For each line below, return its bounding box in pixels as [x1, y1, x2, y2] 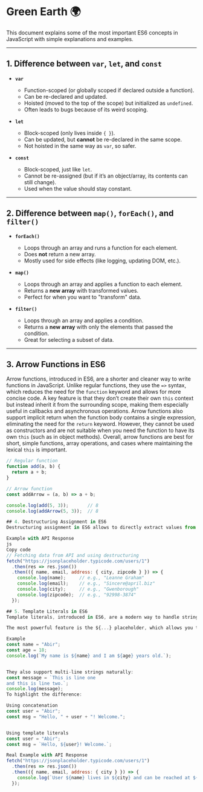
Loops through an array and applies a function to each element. [24, 280, 182, 288]
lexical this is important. [6, 446, 68, 453]
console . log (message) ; [6, 686, 63, 692]
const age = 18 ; [6, 647, 47, 653]
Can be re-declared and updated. [24, 93, 108, 100]
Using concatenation [6, 702, 59, 709]
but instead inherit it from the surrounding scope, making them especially [6, 401, 189, 408]
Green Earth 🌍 [6, 5, 81, 19]
